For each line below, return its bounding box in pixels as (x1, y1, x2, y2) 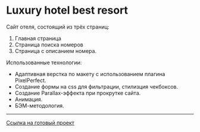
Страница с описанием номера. (14, 47, 97, 54)
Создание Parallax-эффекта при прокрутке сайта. (14, 89, 141, 96)
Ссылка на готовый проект (6, 119, 74, 126)
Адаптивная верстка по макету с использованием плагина (14, 70, 165, 77)
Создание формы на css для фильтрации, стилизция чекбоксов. (14, 83, 179, 90)
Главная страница (14, 34, 61, 42)
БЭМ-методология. (14, 102, 64, 109)
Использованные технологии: (6, 59, 82, 66)
